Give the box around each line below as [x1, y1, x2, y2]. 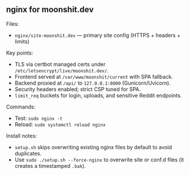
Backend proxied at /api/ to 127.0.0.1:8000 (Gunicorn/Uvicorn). [14, 79, 171, 86]
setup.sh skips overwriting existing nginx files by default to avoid [14, 143, 172, 150]
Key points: [6, 49, 34, 56]
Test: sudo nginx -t [14, 115, 63, 122]
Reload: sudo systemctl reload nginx [14, 120, 106, 128]
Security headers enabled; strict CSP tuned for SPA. [14, 85, 141, 93]
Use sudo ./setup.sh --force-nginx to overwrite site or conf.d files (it [14, 156, 184, 163]
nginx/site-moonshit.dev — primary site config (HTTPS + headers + [14, 32, 181, 39]
